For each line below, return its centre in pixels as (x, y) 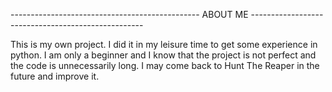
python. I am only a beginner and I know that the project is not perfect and (163, 55)
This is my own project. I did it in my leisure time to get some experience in (164, 44)
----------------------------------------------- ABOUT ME (129, 14)
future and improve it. (55, 76)
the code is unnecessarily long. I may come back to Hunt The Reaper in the (165, 65)
